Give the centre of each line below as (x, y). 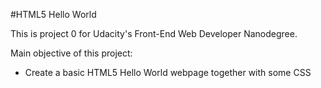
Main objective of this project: (71, 53)
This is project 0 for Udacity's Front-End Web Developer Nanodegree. (154, 33)
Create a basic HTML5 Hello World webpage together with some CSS (168, 72)
